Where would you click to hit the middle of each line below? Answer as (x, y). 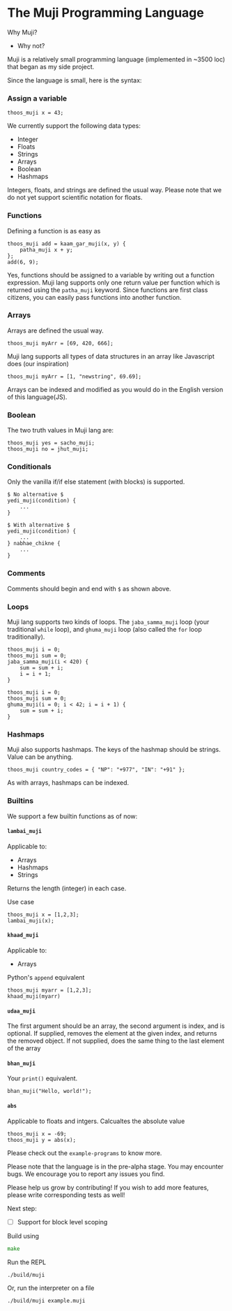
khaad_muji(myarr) (34, 997)
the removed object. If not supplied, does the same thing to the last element (116, 1041)
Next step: (22, 1208)
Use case (21, 901)
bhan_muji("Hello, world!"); (49, 1092)
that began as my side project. (51, 66)
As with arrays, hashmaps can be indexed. (68, 783)
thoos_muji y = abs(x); (42, 1140)
